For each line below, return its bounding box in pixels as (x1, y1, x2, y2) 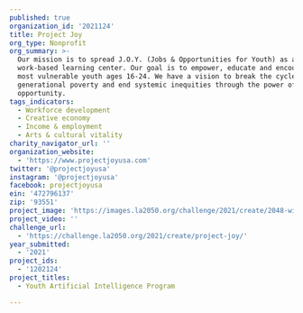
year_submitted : (9, 240, 70, 249)
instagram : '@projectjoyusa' (9, 172, 119, 181)
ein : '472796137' (9, 189, 75, 198)
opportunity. (17, 88, 67, 97)
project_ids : (9, 256, 59, 266)
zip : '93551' (9, 198, 59, 207)
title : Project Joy (9, 30, 83, 39)
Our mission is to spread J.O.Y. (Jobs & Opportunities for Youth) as (17, 55, 289, 64)
